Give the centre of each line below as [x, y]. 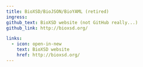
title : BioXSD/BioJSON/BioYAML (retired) [58, 11]
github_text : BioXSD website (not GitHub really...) [72, 22]
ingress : [17, 17]
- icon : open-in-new [36, 44]
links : [14, 39]
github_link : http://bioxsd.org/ [47, 28]
